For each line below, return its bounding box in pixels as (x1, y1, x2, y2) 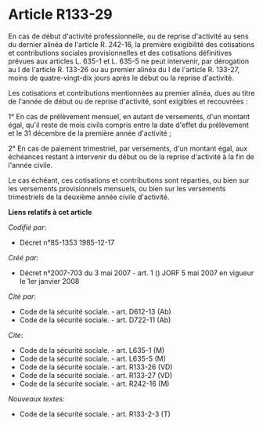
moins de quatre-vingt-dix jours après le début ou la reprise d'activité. (8, 73, 235, 82)
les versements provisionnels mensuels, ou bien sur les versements (8, 183, 226, 193)
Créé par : (8, 252, 39, 262)
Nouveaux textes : (8, 394, 65, 403)
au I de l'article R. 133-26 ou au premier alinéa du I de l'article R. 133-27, (8, 64, 240, 74)
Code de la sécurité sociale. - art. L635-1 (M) (19, 345, 165, 354)
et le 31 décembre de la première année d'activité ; (8, 128, 172, 138)
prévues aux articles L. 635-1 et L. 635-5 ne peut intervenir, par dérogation (8, 56, 250, 66)
